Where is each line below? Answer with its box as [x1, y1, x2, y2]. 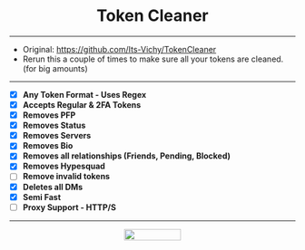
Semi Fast [22, 191, 62, 202]
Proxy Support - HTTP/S [22, 201, 116, 213]
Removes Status [22, 120, 86, 131]
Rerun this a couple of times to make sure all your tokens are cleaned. [22, 53, 284, 64]
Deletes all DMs [22, 181, 84, 192]
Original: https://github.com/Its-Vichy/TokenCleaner [22, 43, 217, 54]
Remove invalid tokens [22, 171, 111, 182]
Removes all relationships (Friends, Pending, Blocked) [22, 150, 231, 161]
